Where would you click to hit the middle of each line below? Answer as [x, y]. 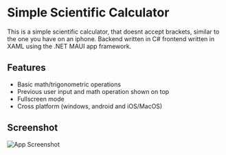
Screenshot [33, 128]
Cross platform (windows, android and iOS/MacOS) [90, 106]
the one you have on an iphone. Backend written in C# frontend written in [111, 38]
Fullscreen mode [41, 99]
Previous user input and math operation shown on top [93, 91]
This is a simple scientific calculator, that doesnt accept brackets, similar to [113, 32]
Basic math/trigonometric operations [69, 84]
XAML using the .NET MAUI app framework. [69, 46]
